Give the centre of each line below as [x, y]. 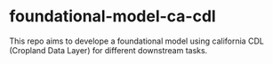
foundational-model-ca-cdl [112, 16]
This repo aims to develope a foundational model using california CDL [136, 41]
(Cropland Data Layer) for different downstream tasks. [108, 50]
